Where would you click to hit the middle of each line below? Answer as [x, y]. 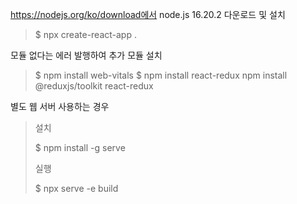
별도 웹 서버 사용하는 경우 [60, 106]
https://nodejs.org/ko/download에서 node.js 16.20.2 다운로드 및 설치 [148, 14]
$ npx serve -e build [76, 188]
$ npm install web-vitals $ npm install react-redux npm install [161, 75]
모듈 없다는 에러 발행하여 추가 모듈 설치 [86, 55]
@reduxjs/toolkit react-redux [94, 86]
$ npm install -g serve [80, 147]
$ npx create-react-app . [85, 34]
